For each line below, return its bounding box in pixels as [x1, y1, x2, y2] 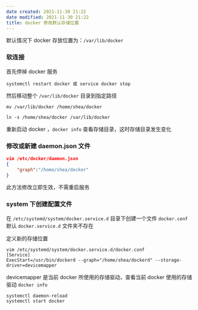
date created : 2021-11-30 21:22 [6, 8, 86, 15]
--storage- [155, 257, 183, 263]
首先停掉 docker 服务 [6, 68, 58, 75]
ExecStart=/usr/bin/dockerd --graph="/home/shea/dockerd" [6, 257, 153, 263]
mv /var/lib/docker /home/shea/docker [6, 104, 102, 110]
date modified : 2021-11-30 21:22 [6, 14, 89, 20]
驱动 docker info [6, 281, 48, 288]
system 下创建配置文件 [6, 200, 73, 208]
